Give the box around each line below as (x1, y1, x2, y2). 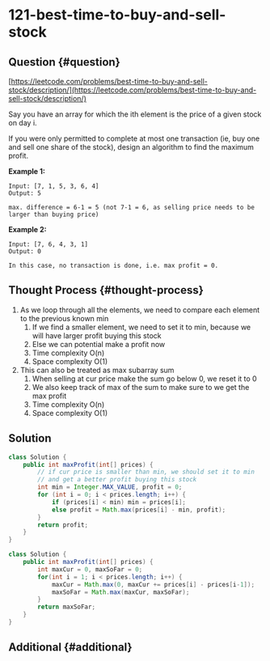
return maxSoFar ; (37, 603, 95, 612)
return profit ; (37, 520, 89, 529)
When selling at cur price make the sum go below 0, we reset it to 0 (32, 374, 257, 383)
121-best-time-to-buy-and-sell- (8, 6, 226, 24)
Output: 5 (8, 189, 42, 197)
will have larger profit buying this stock (32, 330, 162, 341)
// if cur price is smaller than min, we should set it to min (37, 468, 255, 477)
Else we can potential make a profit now (32, 339, 166, 349)
